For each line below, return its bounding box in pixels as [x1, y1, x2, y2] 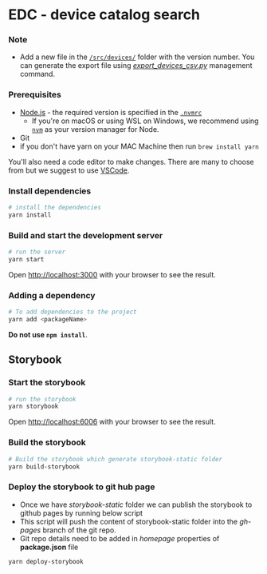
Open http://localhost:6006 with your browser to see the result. [8, 417, 217, 427]
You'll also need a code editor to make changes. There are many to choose [8, 157, 255, 166]
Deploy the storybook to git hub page [8, 481, 155, 492]
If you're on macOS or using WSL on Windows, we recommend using [31, 116, 259, 126]
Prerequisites [8, 90, 61, 101]
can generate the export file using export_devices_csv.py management [19, 61, 253, 70]
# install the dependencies [8, 204, 102, 212]
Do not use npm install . [8, 329, 88, 339]
